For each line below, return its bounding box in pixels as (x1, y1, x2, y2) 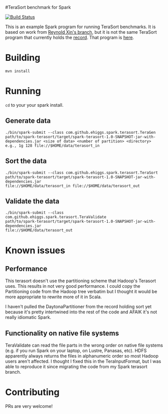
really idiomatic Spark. (5, 314, 52, 320)
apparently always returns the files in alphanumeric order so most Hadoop (5, 353, 159, 359)
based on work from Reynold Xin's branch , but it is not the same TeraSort (5, 29, 157, 35)
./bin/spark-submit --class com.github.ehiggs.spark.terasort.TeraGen (5, 130, 156, 135)
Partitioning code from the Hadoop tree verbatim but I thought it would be (5, 289, 157, 295)
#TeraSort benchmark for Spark (5, 5, 71, 10)
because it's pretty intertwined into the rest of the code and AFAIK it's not (5, 309, 157, 315)
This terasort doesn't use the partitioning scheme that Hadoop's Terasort (5, 278, 156, 284)
